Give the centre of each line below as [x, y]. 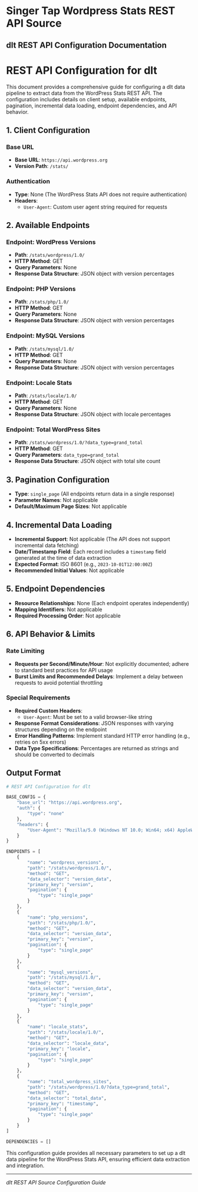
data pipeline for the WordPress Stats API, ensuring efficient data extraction [98, 1159]
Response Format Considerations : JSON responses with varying [94, 723]
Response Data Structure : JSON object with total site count [88, 461]
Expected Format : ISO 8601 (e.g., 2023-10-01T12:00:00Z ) [83, 564]
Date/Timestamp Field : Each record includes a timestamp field [90, 552]
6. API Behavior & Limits [51, 634]
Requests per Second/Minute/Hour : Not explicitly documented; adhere [102, 663]
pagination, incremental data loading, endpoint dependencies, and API [91, 105]
